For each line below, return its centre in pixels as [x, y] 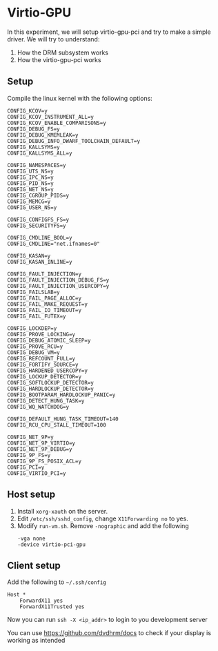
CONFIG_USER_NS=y [32, 207]
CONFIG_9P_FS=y [29, 455]
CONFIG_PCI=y [26, 467]
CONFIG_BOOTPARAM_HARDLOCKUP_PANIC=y [61, 395]
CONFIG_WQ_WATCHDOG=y [38, 407]
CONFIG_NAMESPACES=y [37, 165]
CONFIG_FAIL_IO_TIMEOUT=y [44, 310]
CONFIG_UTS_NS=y [30, 171]
